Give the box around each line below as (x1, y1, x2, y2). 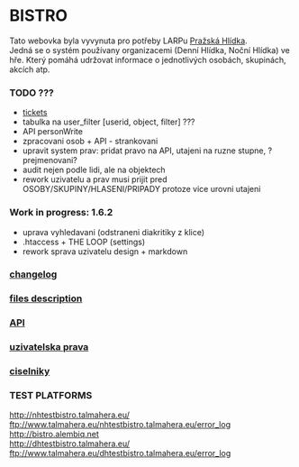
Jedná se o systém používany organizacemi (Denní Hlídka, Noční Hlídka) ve (9, 44, 291, 55)
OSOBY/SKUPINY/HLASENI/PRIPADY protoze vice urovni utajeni (22, 184, 261, 195)
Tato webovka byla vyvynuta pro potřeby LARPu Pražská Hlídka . (9, 35, 248, 46)
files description (9, 292, 83, 305)
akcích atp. (9, 64, 50, 75)
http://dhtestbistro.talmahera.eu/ (9, 438, 131, 449)
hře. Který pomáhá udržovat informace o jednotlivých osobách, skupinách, (9, 54, 286, 65)
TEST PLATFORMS (9, 389, 93, 402)
